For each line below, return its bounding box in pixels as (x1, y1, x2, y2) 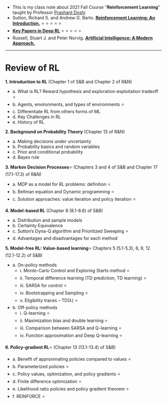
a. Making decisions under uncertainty (12, 138, 91, 144)
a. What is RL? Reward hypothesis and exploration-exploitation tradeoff (12, 88, 159, 94)
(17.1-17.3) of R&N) (5, 171, 42, 177)
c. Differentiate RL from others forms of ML (12, 108, 101, 114)
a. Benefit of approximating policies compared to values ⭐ (12, 356, 132, 362)
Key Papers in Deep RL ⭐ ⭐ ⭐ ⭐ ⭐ (12, 28, 82, 34)
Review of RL (5, 62, 60, 74)
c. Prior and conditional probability (12, 149, 83, 155)
